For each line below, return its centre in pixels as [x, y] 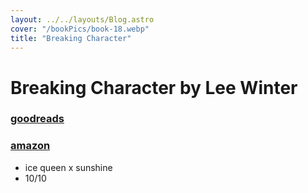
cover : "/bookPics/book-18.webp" [80, 29]
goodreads [37, 119]
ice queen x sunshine [68, 167]
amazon [30, 146]
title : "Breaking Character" [71, 38]
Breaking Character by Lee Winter [154, 87]
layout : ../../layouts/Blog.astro [82, 19]
